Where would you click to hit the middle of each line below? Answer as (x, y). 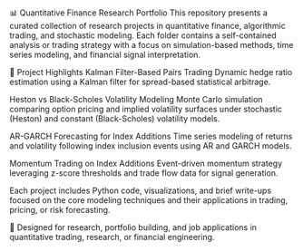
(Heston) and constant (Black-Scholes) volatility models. (115, 119)
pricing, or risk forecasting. (60, 210)
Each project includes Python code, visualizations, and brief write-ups (141, 190)
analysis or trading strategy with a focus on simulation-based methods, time (151, 45)
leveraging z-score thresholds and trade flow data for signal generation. (144, 173)
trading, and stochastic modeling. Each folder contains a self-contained (143, 35)
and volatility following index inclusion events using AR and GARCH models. (151, 146)
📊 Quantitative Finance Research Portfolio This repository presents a (138, 13)
